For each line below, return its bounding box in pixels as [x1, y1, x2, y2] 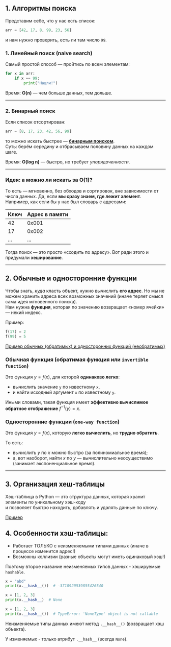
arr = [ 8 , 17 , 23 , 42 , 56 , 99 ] [5, 129, 72, 134]
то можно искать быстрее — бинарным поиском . [5, 138, 115, 144]
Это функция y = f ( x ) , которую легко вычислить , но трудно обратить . [5, 429, 159, 436]
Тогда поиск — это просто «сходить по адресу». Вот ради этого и [5, 249, 149, 255]
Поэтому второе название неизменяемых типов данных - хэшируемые [5, 563, 161, 569]
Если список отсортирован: [5, 118, 66, 125]
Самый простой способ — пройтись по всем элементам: [5, 61, 130, 67]
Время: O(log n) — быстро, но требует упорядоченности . [5, 158, 130, 165]
